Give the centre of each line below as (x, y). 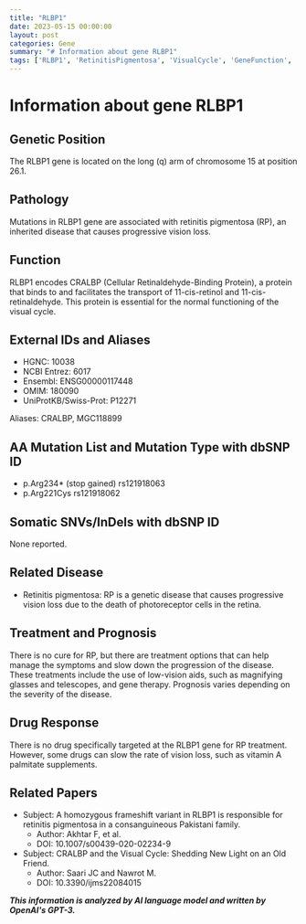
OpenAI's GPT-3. (42, 910)
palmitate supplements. (53, 764)
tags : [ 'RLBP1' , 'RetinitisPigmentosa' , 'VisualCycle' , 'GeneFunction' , (151, 60)
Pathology (39, 200)
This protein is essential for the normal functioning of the (172, 302)
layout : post (34, 35)
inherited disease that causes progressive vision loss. (111, 231)
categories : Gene (42, 43)
